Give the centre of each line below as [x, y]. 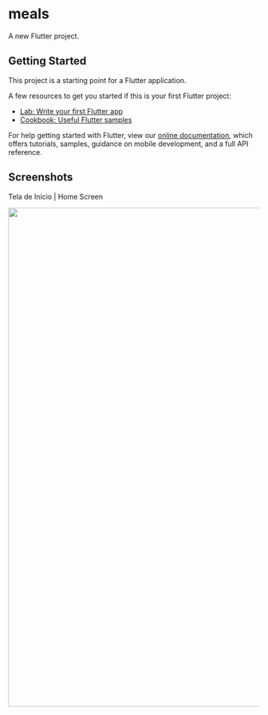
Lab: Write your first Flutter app [71, 111]
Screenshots [41, 178]
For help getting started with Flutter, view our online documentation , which [131, 135]
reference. [25, 152]
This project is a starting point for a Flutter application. [97, 80]
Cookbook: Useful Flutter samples [76, 120]
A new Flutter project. [44, 36]
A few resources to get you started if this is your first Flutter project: [120, 96]
